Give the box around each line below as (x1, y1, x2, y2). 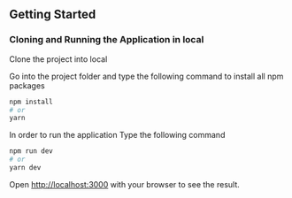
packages (9, 80, 46, 91)
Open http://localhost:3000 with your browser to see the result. (9, 179, 241, 189)
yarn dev (9, 164, 42, 172)
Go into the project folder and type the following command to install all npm (9, 71, 284, 81)
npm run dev (9, 147, 53, 156)
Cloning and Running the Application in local (9, 34, 204, 46)
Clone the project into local (9, 53, 108, 65)
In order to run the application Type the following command (9, 130, 226, 141)
